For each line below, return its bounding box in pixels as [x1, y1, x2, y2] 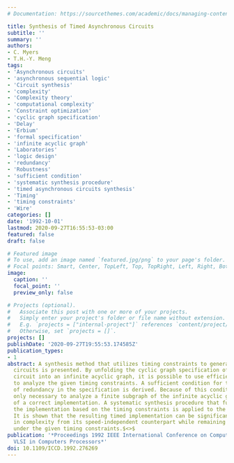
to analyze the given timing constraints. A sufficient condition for [13, 380, 223, 387]
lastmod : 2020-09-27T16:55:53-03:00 [7, 225, 114, 231]
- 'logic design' [7, 153, 58, 160]
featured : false [7, 231, 54, 238]
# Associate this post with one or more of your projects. [7, 308, 189, 315]
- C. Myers [7, 49, 39, 56]
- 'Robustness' [7, 166, 52, 173]
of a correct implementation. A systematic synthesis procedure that [13, 399, 219, 406]
